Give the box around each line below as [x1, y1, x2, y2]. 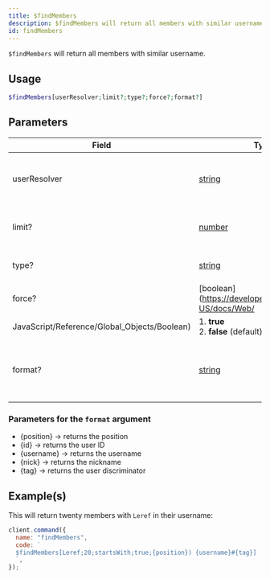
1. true [198, 315, 225, 326]
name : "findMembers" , [15, 533, 88, 541]
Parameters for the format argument [8, 413, 151, 425]
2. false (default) [198, 326, 263, 337]
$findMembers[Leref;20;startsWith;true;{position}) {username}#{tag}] [15, 548, 257, 556]
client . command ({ [8, 526, 67, 534]
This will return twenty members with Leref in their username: [8, 510, 213, 519]
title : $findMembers [8, 11, 78, 20]
